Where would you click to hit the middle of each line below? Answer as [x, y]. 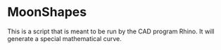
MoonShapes [47, 12]
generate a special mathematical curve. [64, 38]
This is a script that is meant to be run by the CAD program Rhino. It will [111, 31]
